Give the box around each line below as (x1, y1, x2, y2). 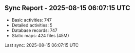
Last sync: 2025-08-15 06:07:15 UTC (4, 42, 79, 48)
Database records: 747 (11, 27, 58, 33)
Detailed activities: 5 (11, 22, 53, 28)
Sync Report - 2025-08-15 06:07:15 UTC (4, 4, 131, 12)
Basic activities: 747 (11, 17, 52, 23)
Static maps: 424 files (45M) (11, 32, 69, 38)
